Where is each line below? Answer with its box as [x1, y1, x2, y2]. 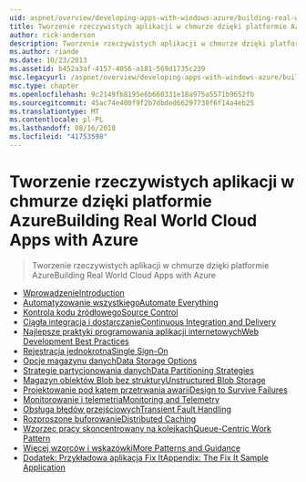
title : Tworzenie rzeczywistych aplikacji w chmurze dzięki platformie [9, 22, 287, 31]
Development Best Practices [22, 335, 129, 347]
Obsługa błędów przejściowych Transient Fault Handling [22, 403, 232, 414]
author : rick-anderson [9, 30, 96, 39]
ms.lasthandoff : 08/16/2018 [9, 124, 117, 133]
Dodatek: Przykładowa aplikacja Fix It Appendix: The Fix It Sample [22, 452, 269, 463]
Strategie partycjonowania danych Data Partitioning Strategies [22, 364, 255, 375]
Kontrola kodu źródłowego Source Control [22, 307, 178, 318]
